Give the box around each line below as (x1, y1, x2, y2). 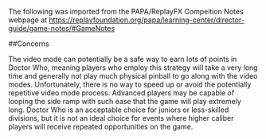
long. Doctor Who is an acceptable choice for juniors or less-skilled (8, 105, 229, 114)
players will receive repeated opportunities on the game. (8, 122, 194, 131)
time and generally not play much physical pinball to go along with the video (8, 71, 258, 80)
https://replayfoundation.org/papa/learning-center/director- (49, 15, 245, 25)
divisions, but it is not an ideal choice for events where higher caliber (8, 114, 234, 122)
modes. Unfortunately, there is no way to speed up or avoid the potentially (8, 79, 252, 89)
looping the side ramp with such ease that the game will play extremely (8, 97, 241, 106)
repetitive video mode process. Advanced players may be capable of (8, 88, 235, 98)
